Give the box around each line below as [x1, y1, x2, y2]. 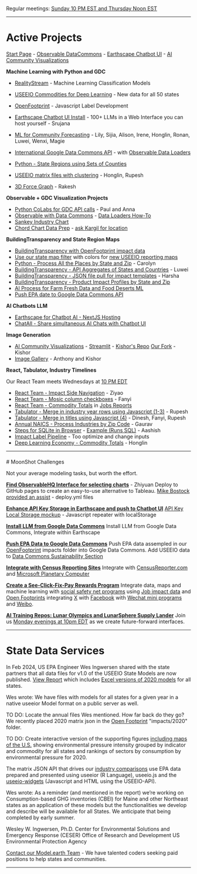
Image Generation [6, 331, 51, 338]
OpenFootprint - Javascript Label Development [14, 102, 128, 109]
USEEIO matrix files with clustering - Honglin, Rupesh [14, 172, 144, 179]
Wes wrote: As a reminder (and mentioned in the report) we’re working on [6, 789, 184, 796]
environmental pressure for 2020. [6, 754, 87, 761]
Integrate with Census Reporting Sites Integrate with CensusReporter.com [6, 564, 188, 571]
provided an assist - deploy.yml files [6, 493, 94, 500]
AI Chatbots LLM [6, 302, 48, 309]
